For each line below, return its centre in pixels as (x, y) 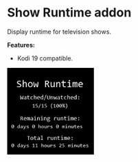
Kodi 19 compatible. (45, 58)
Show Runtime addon (69, 13)
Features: (21, 45)
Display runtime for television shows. (59, 32)
